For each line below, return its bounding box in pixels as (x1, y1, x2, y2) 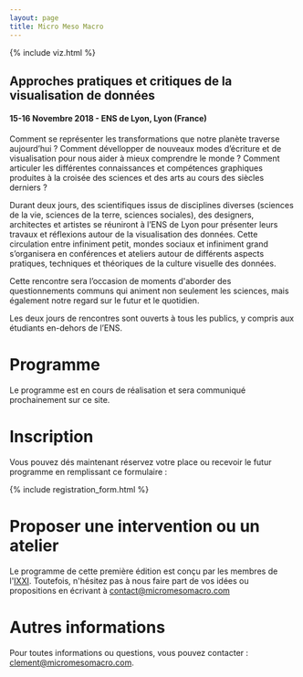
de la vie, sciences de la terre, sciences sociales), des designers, (9, 209, 255, 220)
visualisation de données (9, 88, 155, 103)
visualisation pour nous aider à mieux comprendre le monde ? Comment (9, 153, 280, 164)
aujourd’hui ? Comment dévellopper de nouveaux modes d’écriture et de (9, 143, 282, 154)
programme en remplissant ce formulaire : (9, 466, 168, 477)
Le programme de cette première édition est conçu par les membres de (9, 566, 278, 577)
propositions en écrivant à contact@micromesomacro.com (9, 585, 231, 596)
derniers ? (9, 182, 47, 193)
